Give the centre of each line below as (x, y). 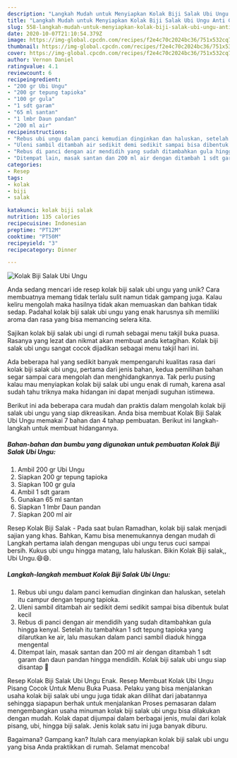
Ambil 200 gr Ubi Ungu (51, 469)
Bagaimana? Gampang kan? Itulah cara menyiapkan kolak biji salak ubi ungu (118, 740)
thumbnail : (23, 47)
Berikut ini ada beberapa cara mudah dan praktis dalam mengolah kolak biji (116, 406)
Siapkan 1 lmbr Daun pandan (59, 507)
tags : (15, 178)
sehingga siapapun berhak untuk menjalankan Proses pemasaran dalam (112, 704)
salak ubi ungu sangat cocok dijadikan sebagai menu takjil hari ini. (103, 348)
